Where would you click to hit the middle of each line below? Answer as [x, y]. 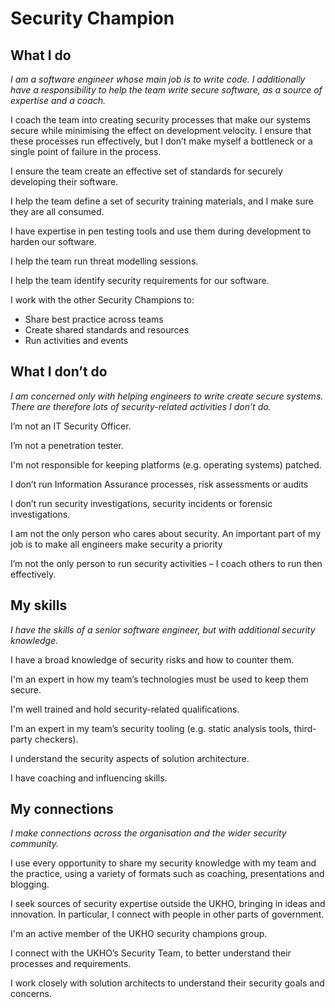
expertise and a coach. [58, 100]
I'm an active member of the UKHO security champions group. [139, 934]
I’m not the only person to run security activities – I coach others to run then [166, 563]
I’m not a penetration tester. [67, 445]
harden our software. [53, 241]
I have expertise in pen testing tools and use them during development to [161, 231]
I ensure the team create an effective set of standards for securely [146, 171]
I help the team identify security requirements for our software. [140, 280]
